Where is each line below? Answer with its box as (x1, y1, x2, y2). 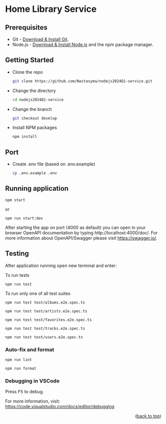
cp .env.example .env (12, 171, 57, 176)
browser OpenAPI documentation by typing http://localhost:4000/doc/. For (5, 229, 158, 236)
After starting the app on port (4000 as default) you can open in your (5, 224, 146, 230)
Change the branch (12, 106, 52, 112)
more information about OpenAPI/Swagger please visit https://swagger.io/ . (5, 235, 158, 241)
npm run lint (5, 357, 32, 362)
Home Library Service (5, 3, 97, 15)
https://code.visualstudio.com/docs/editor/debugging (5, 404, 115, 410)
